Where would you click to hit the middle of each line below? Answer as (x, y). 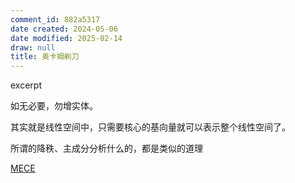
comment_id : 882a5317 (55, 19)
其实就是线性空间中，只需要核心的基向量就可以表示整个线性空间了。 (150, 127)
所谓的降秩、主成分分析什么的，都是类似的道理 (106, 148)
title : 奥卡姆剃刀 (45, 57)
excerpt (26, 85)
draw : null (33, 47)
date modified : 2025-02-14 (66, 38)
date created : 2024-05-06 (64, 29)
